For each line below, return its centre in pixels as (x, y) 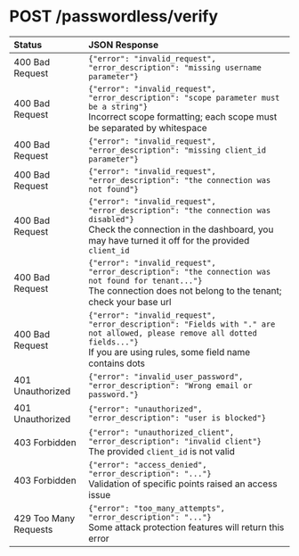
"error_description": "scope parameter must (184, 97)
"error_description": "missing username (175, 67)
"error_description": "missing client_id (178, 150)
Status (28, 45)
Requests (33, 529)
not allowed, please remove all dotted (173, 333)
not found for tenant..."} (145, 280)
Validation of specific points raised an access (183, 484)
